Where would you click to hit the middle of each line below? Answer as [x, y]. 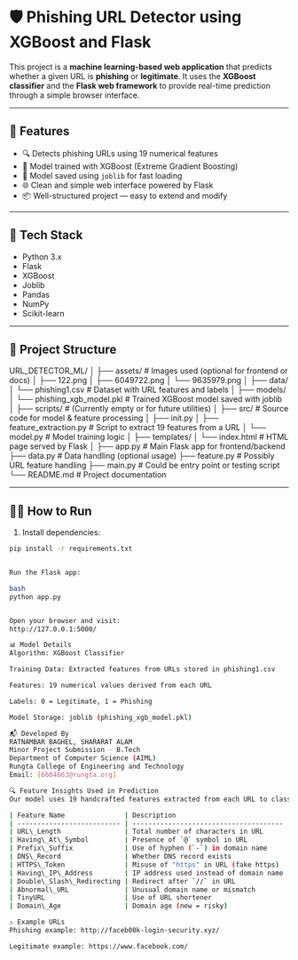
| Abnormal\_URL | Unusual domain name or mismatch [132, 890]
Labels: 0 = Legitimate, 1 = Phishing [81, 701]
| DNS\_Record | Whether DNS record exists [121, 857]
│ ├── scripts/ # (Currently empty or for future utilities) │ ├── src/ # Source [149, 409]
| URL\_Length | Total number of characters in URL [137, 832]
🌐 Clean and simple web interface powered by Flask [118, 185]
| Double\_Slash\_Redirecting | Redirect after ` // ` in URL [123, 881]
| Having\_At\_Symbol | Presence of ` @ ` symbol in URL [129, 840]
